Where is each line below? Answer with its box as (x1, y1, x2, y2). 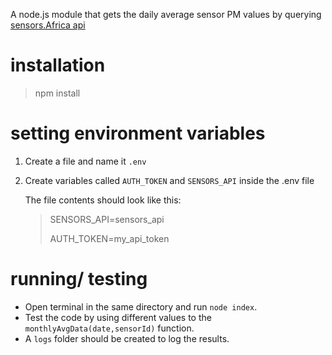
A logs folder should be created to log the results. (24, 332, 230, 344)
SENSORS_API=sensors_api (49, 213, 165, 225)
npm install (34, 87, 81, 99)
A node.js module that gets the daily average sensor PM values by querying (10, 9, 322, 20)
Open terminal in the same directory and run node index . (24, 300, 258, 313)
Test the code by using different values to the (24, 311, 212, 323)
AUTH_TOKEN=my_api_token (49, 232, 170, 244)
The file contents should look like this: (24, 194, 182, 206)
